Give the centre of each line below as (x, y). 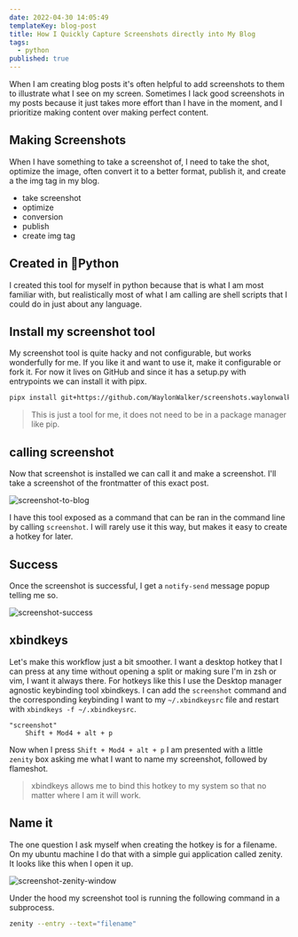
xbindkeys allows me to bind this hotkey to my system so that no (149, 785)
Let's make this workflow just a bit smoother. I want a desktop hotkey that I (145, 661)
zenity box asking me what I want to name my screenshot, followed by (138, 759)
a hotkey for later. (41, 537)
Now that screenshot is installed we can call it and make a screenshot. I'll (143, 474)
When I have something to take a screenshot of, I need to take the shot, (140, 162)
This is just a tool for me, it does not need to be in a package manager (158, 415)
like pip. (45, 424)
